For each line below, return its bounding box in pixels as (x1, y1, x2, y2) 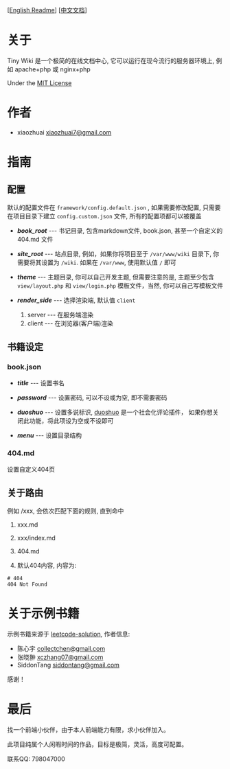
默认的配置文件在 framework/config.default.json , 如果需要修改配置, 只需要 (7, 203, 221, 211)
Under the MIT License (7, 78, 72, 87)
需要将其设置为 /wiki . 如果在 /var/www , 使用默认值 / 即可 (16, 258, 176, 266)
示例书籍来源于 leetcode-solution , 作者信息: (7, 630, 130, 638)
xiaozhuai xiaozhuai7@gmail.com (16, 128, 112, 136)
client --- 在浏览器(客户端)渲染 (27, 319, 113, 328)
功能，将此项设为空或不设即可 (29, 416, 114, 424)
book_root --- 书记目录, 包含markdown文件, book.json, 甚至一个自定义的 (16, 226, 223, 235)
